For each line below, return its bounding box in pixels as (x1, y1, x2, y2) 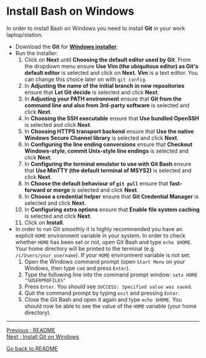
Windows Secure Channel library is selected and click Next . (24, 134, 179, 142)
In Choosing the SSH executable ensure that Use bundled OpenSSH (24, 115, 199, 122)
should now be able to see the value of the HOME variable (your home (24, 302, 197, 310)
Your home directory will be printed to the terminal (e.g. (15, 245, 156, 252)
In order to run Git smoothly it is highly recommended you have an (15, 225, 183, 232)
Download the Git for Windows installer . (15, 43, 118, 50)
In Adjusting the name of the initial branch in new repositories (24, 82, 185, 89)
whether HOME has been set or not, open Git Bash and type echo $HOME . (15, 238, 192, 246)
